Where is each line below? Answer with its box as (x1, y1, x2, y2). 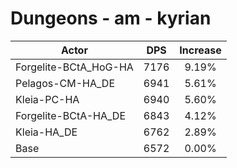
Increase (179, 43, 222, 57)
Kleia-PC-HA (15, 92, 80, 106)
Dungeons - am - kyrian (10, 7, 212, 30)
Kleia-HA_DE (15, 125, 78, 139)
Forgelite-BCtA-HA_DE (15, 108, 127, 122)
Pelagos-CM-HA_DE (15, 76, 115, 90)
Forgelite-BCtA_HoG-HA (15, 60, 134, 74)
